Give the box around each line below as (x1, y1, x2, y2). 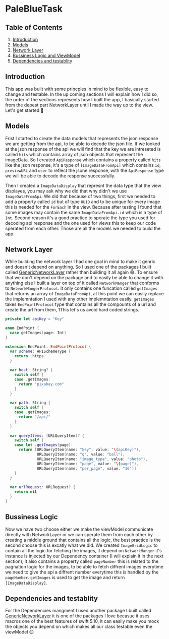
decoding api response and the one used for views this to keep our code (5, 220, 156, 226)
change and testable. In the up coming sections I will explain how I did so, (5, 91, 158, 97)
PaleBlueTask (5, 3, 63, 15)
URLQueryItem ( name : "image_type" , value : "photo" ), (37, 457, 148, 462)
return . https (14, 353, 44, 358)
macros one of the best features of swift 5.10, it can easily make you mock (5, 618, 159, 624)
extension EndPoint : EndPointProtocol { (5, 344, 92, 349)
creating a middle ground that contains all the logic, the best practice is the (5, 537, 161, 543)
